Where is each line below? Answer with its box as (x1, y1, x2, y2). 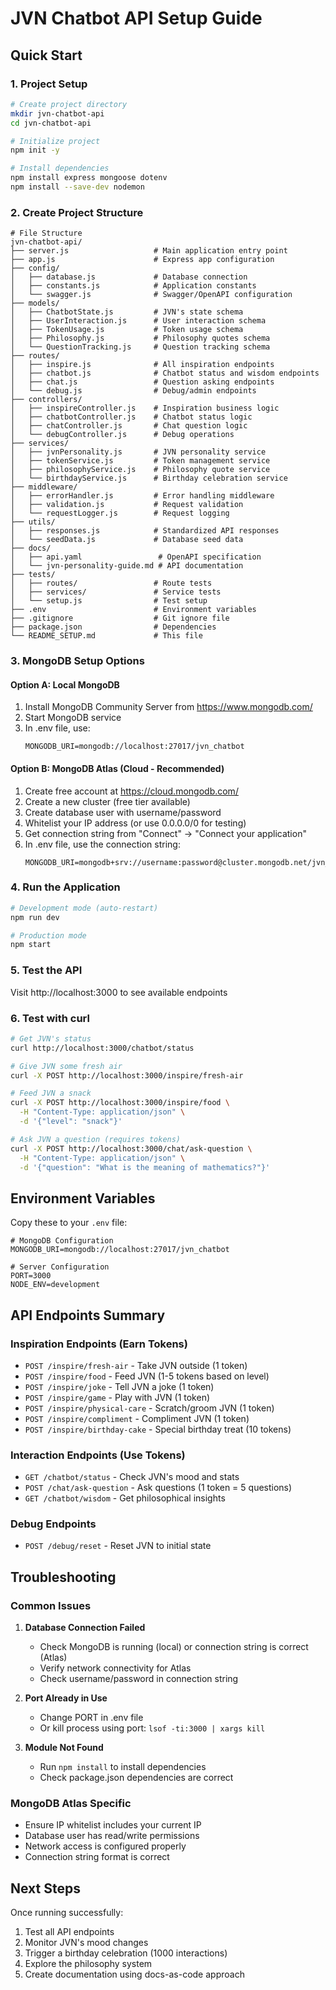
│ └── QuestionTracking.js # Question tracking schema (10, 342, 271, 352)
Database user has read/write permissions (24, 1830, 200, 1842)
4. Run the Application (10, 880, 121, 894)
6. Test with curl (10, 1011, 90, 1025)
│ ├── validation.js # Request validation (10, 500, 244, 510)
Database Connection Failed (24, 1622, 146, 1634)
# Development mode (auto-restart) (10, 903, 159, 913)
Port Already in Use (24, 1692, 108, 1704)
